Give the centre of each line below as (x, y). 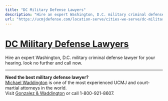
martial (12, 88)
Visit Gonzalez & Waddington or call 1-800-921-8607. (60, 93)
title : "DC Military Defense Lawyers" (45, 10)
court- (143, 82)
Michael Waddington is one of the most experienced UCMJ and (70, 82)
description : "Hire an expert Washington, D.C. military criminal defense (85, 14)
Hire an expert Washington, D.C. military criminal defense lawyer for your (80, 57)
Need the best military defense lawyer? (47, 77)
